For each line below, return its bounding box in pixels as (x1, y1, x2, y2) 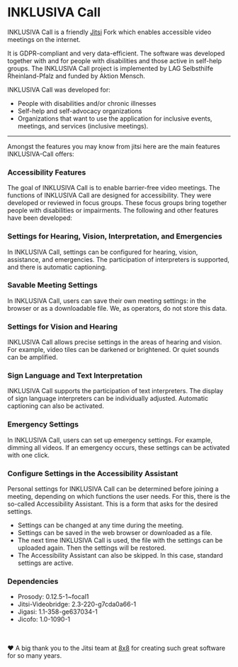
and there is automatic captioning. (7, 263, 108, 271)
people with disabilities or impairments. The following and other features (7, 206, 219, 215)
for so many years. (7, 651, 62, 660)
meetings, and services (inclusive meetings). (17, 121, 149, 130)
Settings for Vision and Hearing (7, 321, 118, 331)
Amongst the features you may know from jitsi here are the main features (7, 142, 221, 150)
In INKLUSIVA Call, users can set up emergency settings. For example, (7, 436, 212, 444)
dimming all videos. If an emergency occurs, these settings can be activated (7, 443, 230, 451)
